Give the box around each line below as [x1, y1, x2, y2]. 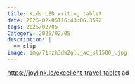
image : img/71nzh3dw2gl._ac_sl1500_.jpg [7, 50, 128, 57]
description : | [7, 36, 52, 43]
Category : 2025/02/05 [7, 29, 71, 37]
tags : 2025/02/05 [7, 23, 58, 30]
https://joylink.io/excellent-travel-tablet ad [7, 68, 129, 77]
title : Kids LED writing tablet [7, 10, 102, 17]
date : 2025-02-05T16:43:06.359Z [7, 17, 102, 24]
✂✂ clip [13, 43, 37, 50]
